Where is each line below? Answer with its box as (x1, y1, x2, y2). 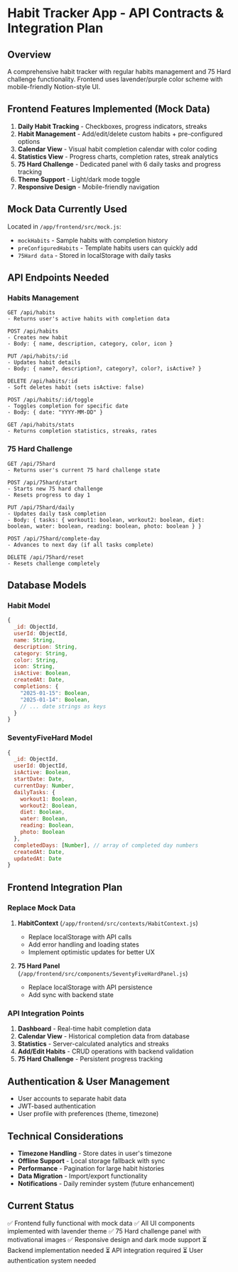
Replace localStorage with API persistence (28, 983, 153, 991)
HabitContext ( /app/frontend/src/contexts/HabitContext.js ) (17, 919, 199, 927)
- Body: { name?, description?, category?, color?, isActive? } (7, 365, 202, 372)
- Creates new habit (7, 334, 69, 341)
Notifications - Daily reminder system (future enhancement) (17, 1179, 195, 1187)
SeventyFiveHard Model (7, 733, 93, 743)
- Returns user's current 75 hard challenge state (7, 466, 161, 474)
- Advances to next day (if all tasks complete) (7, 541, 154, 548)
